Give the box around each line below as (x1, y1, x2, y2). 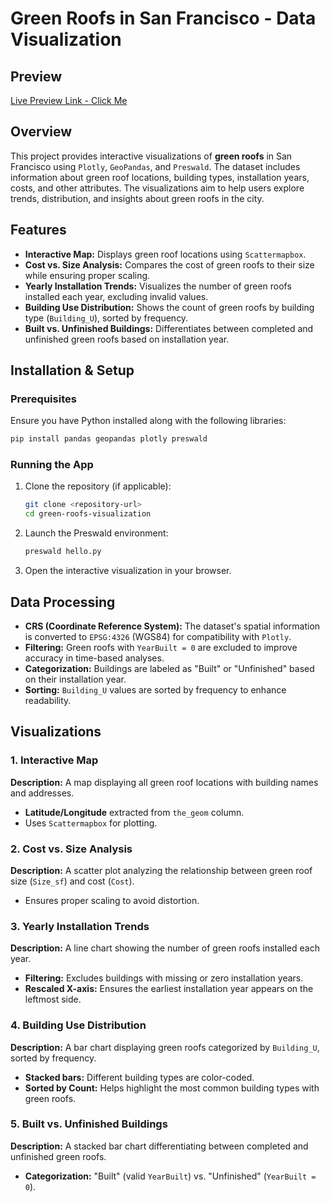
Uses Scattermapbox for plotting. (24, 817, 158, 829)
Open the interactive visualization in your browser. (24, 565, 232, 577)
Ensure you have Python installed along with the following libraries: (10, 415, 287, 427)
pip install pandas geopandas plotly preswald (10, 434, 208, 444)
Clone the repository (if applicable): (24, 480, 172, 492)
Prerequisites (10, 392, 77, 406)
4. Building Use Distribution (10, 1018, 147, 1032)
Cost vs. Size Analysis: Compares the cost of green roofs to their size (24, 258, 315, 271)
